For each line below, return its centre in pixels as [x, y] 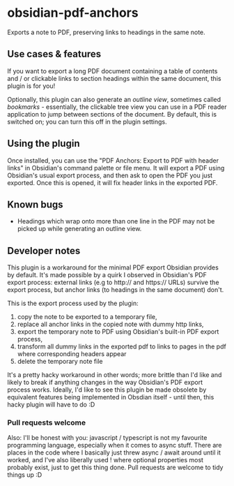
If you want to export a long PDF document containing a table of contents [112, 71]
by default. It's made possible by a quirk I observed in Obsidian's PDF [107, 275]
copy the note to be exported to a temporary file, [87, 317]
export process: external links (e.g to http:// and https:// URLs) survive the [113, 282]
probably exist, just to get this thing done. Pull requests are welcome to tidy [115, 467]
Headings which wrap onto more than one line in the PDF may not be [116, 221]
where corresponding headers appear [72, 354]
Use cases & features [54, 54]
